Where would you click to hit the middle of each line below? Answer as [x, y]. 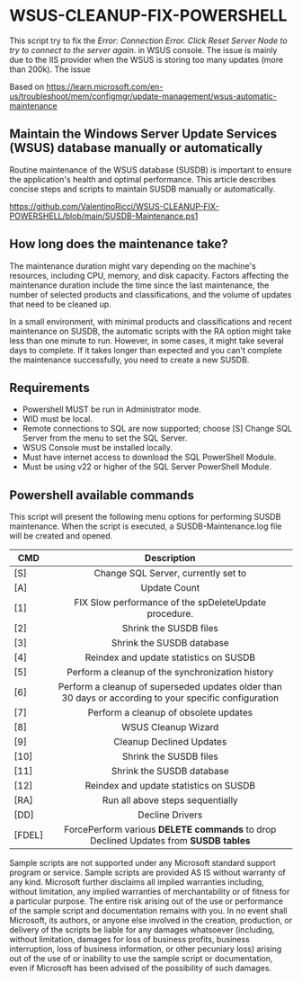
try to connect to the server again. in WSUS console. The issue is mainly [143, 49]
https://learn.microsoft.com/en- [105, 86]
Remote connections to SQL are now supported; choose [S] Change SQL [157, 429]
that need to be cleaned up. [61, 304]
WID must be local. [57, 419]
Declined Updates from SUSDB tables [170, 841]
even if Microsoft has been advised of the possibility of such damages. [141, 969]
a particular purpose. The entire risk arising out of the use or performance [146, 901]
